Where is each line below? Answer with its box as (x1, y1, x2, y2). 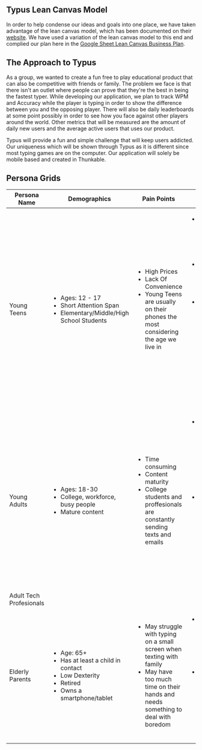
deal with (145, 713, 171, 721)
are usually (145, 298, 176, 306)
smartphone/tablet (60, 694, 113, 702)
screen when (145, 645, 182, 654)
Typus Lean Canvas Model (6, 5, 108, 15)
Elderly (9, 667, 29, 676)
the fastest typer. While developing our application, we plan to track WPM (6, 93, 189, 100)
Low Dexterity (60, 672, 100, 680)
